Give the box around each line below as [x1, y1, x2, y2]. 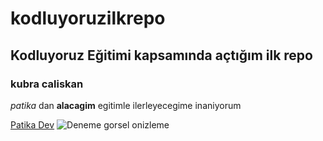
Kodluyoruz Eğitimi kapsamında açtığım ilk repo [10, 47, 313, 64]
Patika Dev [10, 118, 55, 131]
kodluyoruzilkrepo [10, 7, 166, 30]
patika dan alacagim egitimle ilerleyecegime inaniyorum [10, 99, 242, 111]
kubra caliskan [10, 77, 84, 91]
